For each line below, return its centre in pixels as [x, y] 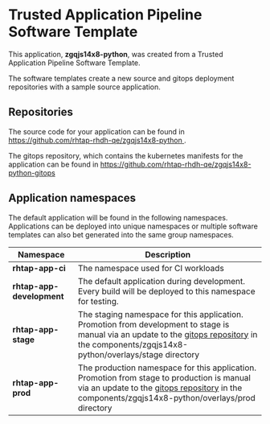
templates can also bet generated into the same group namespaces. [121, 234]
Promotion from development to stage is [153, 324]
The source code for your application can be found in [96, 131]
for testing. [98, 301]
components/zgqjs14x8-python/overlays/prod [166, 397]
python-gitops [32, 173]
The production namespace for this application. [167, 368]
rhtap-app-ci [39, 268]
